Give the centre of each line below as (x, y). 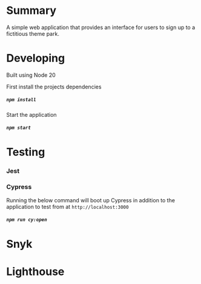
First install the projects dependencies (54, 87)
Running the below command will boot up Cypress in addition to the (91, 200)
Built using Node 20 (31, 75)
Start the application (31, 114)
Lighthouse (35, 272)
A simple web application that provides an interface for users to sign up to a (101, 27)
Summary (31, 11)
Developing (36, 58)
